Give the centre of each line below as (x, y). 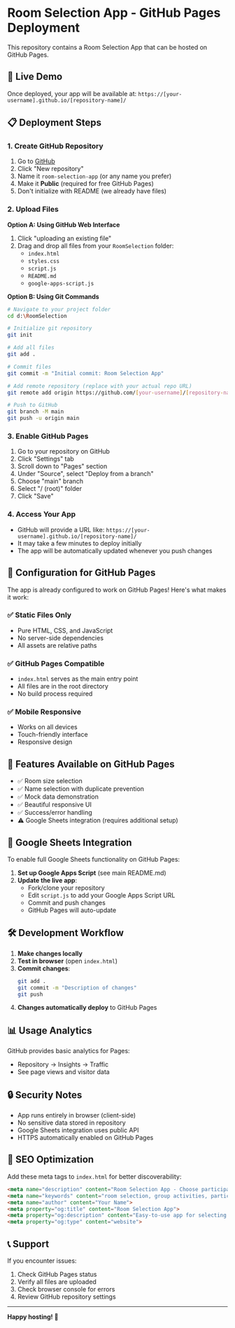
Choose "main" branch (50, 481)
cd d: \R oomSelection (37, 316)
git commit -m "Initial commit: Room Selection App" (86, 373)
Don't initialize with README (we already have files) (92, 191)
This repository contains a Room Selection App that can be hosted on (107, 47)
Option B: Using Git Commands (53, 297)
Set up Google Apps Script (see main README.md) (92, 873)
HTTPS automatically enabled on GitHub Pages (85, 1138)
